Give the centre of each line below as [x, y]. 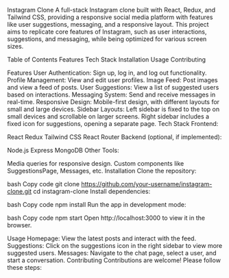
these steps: [25, 267]
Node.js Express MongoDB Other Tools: [63, 150]
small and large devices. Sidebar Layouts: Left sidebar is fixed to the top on [113, 109]
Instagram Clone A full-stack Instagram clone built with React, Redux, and [111, 10]
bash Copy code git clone [44, 184]
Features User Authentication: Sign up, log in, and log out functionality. [107, 73]
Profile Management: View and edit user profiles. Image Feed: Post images [112, 80]
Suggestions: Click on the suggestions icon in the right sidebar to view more [115, 245]
